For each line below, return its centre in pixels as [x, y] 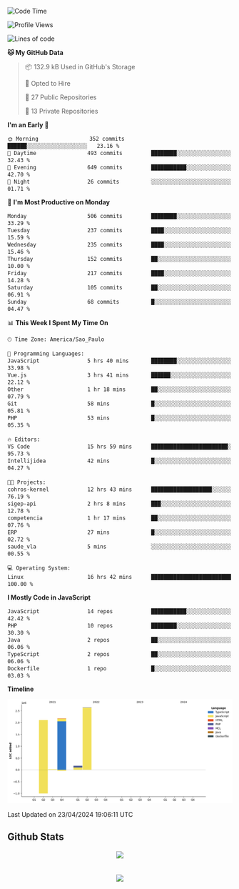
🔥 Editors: [24, 439]
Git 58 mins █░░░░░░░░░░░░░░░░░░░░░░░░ [119, 404]
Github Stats [36, 837]
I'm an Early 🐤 [28, 125]
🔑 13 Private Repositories [61, 111]
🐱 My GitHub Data [36, 53]
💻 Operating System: [39, 568]
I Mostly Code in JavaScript [49, 597]
